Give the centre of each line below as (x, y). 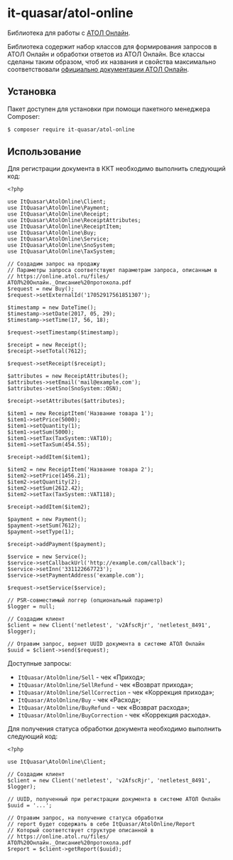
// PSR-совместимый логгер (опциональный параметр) (85, 601)
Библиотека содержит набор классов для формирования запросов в (112, 46)
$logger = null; (31, 607)
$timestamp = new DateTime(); (52, 308)
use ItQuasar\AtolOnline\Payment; (59, 208)
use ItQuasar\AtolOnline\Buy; (52, 233)
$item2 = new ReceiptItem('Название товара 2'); (81, 470)
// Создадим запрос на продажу (54, 264)
